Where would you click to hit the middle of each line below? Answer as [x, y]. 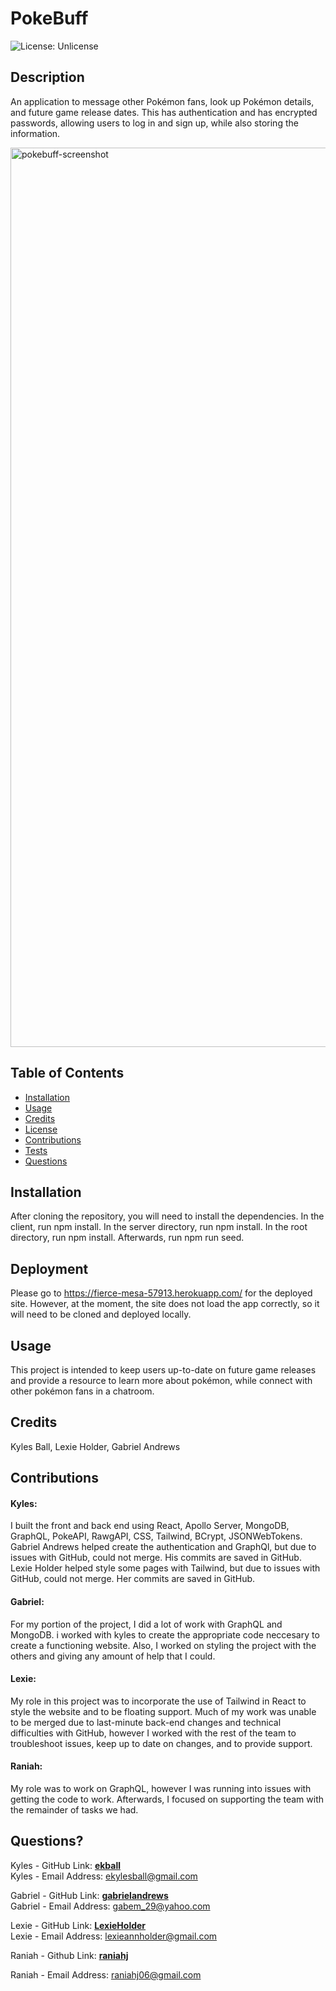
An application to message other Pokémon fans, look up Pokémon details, [162, 101]
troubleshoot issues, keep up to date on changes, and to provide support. [161, 1743]
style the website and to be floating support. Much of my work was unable [163, 1711]
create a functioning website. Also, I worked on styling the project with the [163, 1645]
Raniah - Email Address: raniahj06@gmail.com [106, 1974]
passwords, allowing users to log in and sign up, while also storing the [154, 123]
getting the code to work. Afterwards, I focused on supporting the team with [167, 1799]
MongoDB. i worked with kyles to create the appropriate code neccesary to [165, 1634]
